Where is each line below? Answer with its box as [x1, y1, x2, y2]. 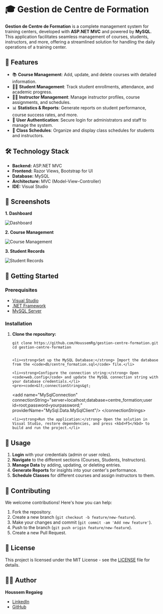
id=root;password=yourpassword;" [12, 402, 83, 408]
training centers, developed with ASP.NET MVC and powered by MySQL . [5, 28, 152, 34]
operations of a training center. [5, 44, 67, 50]
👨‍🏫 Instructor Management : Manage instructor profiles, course [12, 94, 140, 100]
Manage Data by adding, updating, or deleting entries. [12, 462, 122, 468]
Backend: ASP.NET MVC [12, 163, 62, 168]
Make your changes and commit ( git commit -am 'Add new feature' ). [12, 519, 152, 525]
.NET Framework [12, 303, 46, 309]
